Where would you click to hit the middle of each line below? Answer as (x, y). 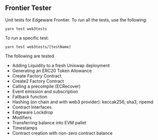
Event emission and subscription (45, 91)
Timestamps (25, 128)
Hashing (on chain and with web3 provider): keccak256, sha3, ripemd (83, 102)
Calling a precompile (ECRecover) (46, 86)
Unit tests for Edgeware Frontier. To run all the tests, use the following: (76, 20)
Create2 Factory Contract (38, 81)
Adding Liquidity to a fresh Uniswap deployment (61, 65)
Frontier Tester (28, 8)
